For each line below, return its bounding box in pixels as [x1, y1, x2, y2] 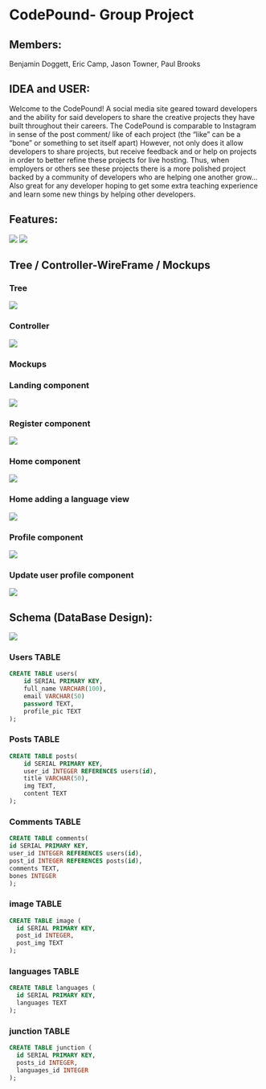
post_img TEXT [16, 939, 63, 947]
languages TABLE [9, 965, 80, 976]
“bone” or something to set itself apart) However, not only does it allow [9, 138, 243, 147]
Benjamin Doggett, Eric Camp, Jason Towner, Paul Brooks [9, 59, 201, 68]
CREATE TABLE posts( [9, 752, 79, 760]
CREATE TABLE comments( [9, 834, 89, 843]
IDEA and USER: [9, 82, 91, 96]
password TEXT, [23, 699, 75, 708]
